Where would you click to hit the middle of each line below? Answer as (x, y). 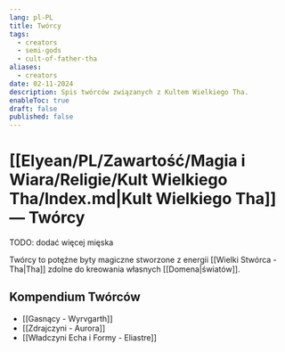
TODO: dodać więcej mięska (61, 242)
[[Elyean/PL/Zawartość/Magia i (127, 161)
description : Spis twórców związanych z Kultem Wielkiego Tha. (129, 92)
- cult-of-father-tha (57, 59)
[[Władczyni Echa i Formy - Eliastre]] (90, 337)
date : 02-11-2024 (41, 84)
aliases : (25, 68)
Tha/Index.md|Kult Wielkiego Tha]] (143, 199)
